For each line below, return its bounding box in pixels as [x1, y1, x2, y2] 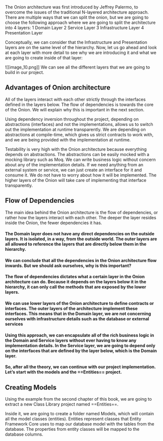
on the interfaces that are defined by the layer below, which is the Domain [5, 348, 157, 353]
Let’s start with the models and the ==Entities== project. [5, 369, 122, 375]
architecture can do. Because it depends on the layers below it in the [5, 279, 146, 285]
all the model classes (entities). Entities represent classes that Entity [5, 416, 142, 422]
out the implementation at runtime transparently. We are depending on [5, 126, 146, 132]
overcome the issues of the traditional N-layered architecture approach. [5, 9, 149, 15]
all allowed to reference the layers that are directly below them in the [5, 241, 147, 247]
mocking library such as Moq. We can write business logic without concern [5, 157, 156, 162]
